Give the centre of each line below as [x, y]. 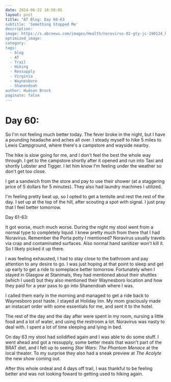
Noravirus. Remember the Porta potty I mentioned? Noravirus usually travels [85, 238]
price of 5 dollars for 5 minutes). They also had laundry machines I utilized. [84, 187]
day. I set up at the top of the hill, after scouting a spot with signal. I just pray [85, 202]
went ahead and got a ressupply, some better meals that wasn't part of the [83, 342]
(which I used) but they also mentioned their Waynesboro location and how [84, 280]
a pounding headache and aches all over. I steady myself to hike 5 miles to [83, 140]
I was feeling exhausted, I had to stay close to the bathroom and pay [77, 259]
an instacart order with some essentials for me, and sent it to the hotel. [79, 307]
